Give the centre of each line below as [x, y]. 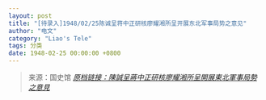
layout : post [30, 16]
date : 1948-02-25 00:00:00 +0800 [65, 53]
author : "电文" [33, 31]
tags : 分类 [25, 46]
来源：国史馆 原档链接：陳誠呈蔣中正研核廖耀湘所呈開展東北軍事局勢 [142, 77]
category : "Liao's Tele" [50, 38]
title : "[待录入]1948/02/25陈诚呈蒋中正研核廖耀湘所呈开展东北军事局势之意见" [128, 23]
